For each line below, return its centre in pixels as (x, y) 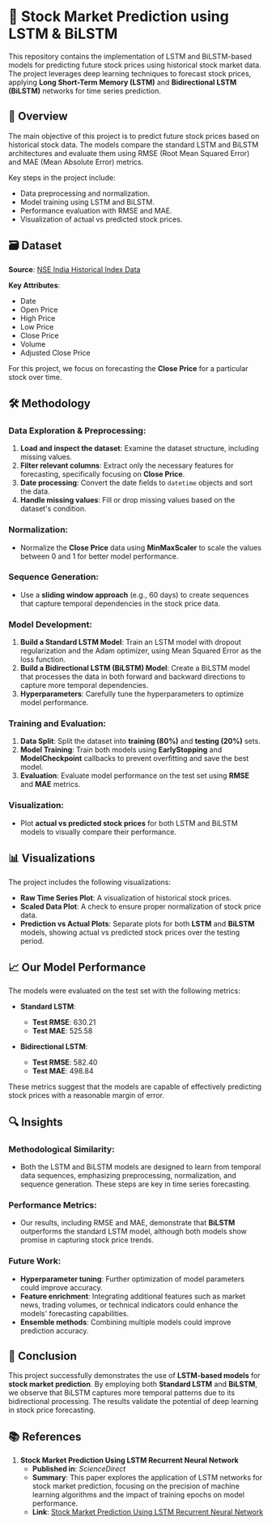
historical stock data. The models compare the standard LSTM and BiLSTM (134, 145)
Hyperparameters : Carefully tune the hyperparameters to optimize (132, 694)
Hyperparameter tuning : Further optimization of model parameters (132, 1279)
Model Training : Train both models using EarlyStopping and (121, 750)
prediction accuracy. (54, 1330)
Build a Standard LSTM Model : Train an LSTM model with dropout (130, 642)
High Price (38, 318)
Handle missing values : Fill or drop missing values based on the (127, 500)
